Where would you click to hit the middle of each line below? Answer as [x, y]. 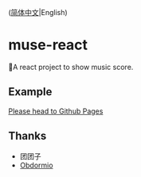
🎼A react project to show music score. [71, 67]
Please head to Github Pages [56, 111]
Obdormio [36, 165]
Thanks [27, 136]
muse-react [48, 45]
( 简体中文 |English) [38, 12]
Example [30, 92]
